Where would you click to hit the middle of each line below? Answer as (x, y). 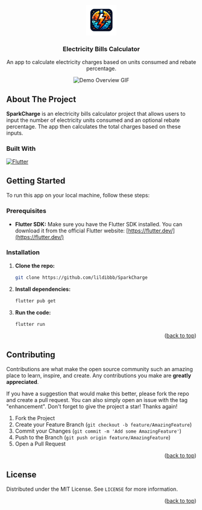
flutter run (30, 324)
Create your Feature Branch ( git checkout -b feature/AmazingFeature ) (103, 425)
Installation (23, 252)
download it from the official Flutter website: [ (71, 231)
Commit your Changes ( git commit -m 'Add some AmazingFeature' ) (98, 431)
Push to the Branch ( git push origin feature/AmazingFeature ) (93, 438)
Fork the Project (35, 418)
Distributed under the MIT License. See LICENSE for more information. (92, 489)
